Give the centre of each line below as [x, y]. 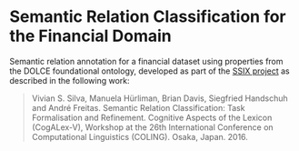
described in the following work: [70, 80]
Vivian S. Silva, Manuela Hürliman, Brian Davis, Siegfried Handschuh [159, 98]
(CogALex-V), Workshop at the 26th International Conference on [153, 127]
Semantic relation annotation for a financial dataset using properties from [146, 61]
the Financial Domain [90, 36]
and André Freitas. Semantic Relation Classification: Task [138, 107]
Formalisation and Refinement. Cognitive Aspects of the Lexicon [152, 117]
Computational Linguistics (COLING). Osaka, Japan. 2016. [140, 136]
